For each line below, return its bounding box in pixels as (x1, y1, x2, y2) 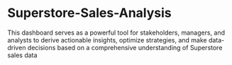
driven (7, 43, 26, 52)
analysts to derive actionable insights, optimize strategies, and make (7, 35, 207, 44)
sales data (7, 51, 38, 59)
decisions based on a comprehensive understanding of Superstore (27, 43, 223, 52)
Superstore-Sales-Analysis (7, 5, 172, 21)
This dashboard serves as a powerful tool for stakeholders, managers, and (7, 28, 226, 37)
